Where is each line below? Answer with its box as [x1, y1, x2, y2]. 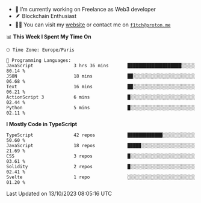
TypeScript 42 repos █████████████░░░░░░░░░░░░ [6, 132, 196, 138]
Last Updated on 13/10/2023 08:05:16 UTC [6, 190, 113, 197]
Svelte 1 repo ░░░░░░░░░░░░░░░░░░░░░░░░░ [6, 174, 196, 180]
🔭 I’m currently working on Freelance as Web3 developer [14, 6, 156, 13]
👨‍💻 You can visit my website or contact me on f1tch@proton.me [14, 21, 171, 28]
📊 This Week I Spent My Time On [6, 33, 91, 40]
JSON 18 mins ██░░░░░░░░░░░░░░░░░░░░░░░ [6, 73, 196, 79]
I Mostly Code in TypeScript [6, 121, 77, 127]
